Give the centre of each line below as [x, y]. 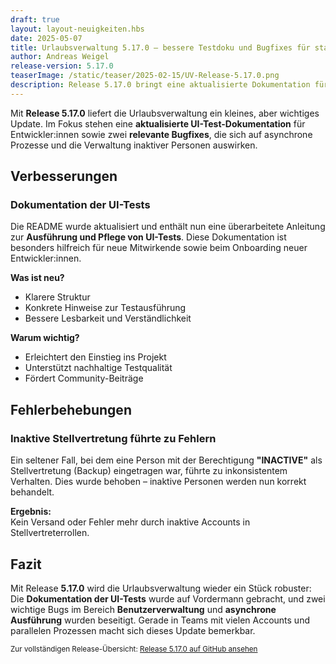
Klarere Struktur [57, 297]
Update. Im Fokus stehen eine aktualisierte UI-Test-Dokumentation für [158, 123]
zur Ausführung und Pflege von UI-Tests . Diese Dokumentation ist [148, 237]
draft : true [35, 19]
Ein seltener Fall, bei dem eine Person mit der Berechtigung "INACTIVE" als [166, 460]
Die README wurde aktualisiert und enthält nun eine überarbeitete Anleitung [168, 227]
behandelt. [32, 492]
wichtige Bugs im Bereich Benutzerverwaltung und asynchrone [143, 609]
